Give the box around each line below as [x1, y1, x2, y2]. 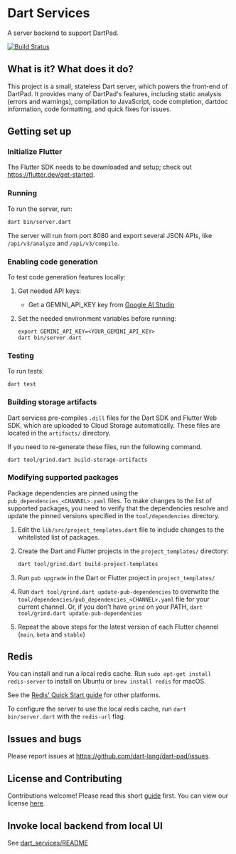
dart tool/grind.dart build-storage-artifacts [7, 456, 148, 463]
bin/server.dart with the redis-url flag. [7, 712, 126, 721]
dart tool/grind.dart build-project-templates [17, 560, 159, 567]
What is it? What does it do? [7, 63, 134, 76]
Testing [7, 351, 34, 361]
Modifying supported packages [7, 473, 119, 483]
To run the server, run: [7, 205, 73, 213]
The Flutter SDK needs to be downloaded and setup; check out [7, 163, 192, 172]
